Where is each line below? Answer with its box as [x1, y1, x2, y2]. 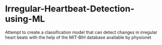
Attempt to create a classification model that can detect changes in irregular [5, 29, 158, 35]
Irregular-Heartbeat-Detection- [5, 3, 135, 14]
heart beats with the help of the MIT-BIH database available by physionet [5, 34, 152, 40]
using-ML [5, 13, 45, 24]
